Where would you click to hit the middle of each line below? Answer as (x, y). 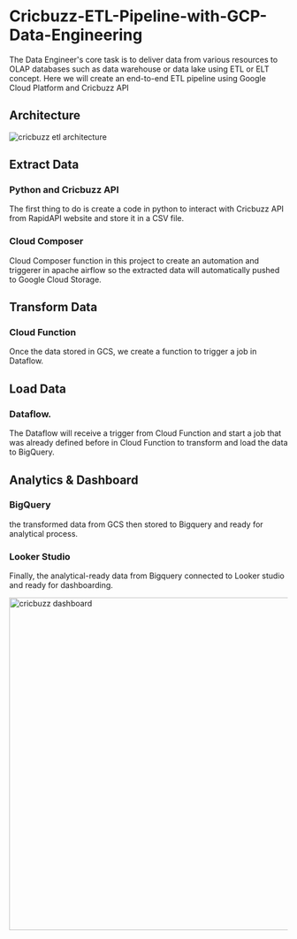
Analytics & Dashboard (74, 480)
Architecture (45, 115)
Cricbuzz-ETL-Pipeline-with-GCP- (138, 16)
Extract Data (44, 165)
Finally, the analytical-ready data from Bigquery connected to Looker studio (147, 576)
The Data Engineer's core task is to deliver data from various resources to (144, 59)
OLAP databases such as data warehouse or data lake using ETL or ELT (139, 69)
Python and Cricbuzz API (64, 190)
